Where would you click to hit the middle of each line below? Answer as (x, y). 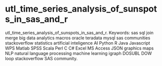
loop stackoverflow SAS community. (41, 58)
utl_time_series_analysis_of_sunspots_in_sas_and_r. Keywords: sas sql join (79, 33)
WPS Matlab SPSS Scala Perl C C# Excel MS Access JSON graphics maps (80, 48)
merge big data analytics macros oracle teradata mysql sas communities (78, 38)
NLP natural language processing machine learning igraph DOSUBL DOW (79, 53)
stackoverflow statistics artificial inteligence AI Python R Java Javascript (78, 43)
